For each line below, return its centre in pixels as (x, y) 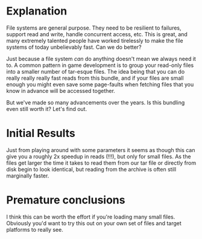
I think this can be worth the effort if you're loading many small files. (91, 217)
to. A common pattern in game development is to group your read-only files (100, 65)
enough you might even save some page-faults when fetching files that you (100, 84)
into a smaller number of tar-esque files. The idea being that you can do (96, 71)
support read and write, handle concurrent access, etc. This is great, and (97, 34)
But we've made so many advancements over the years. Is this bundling (96, 102)
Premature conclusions (66, 200)
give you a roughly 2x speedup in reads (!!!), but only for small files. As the (99, 156)
